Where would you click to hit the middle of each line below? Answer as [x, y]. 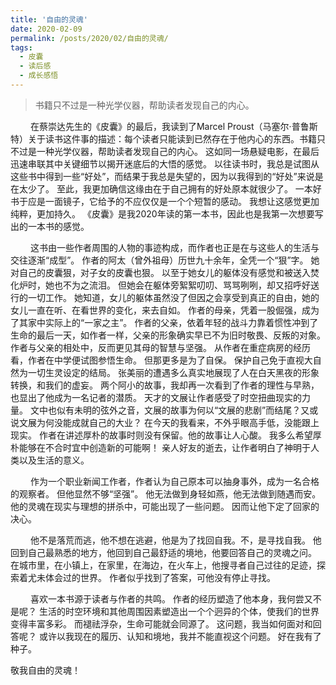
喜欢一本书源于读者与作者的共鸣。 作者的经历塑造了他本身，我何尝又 [171, 598]
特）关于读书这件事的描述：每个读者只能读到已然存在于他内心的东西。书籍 [163, 138]
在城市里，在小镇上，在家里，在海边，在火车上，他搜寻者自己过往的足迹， [163, 565]
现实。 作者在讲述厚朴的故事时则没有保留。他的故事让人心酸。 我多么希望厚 [166, 435]
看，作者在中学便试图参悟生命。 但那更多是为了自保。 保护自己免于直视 [157, 360]
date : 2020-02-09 [46, 29]
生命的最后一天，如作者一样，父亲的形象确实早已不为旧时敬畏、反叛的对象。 [168, 335]
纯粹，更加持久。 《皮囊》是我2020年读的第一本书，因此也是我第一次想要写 [167, 213]
